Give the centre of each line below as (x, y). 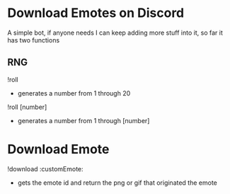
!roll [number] (27, 107)
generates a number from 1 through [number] (84, 120)
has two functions (34, 40)
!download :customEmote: (45, 169)
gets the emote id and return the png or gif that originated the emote (117, 183)
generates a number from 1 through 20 (74, 93)
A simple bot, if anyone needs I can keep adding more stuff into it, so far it (115, 33)
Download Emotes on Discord (96, 13)
